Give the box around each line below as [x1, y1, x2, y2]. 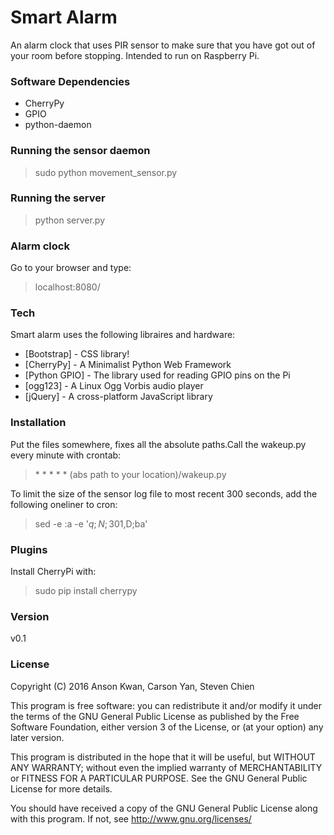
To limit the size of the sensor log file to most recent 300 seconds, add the [10, 487, 318, 500]
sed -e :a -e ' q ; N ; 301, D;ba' [34, 517, 148, 530]
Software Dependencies [10, 74, 131, 88]
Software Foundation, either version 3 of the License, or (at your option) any [10, 721, 324, 733]
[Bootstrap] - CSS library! [24, 348, 130, 360]
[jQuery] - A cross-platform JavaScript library [24, 391, 213, 403]
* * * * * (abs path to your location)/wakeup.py [34, 468, 227, 480]
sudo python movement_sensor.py [34, 166, 178, 178]
